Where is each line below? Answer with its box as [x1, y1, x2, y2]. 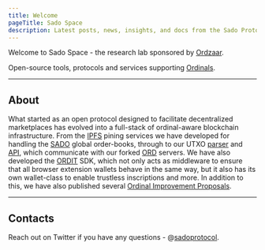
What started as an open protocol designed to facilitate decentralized [8, 114, 233, 124]
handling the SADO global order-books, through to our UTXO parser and [8, 140, 243, 149]
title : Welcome [8, 11, 58, 20]
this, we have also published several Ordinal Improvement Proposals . [8, 181, 232, 191]
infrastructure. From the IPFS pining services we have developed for [8, 131, 230, 140]
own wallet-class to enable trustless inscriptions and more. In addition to [8, 173, 244, 182]
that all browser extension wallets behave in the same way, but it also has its [8, 165, 256, 174]
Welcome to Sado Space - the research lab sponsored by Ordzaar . [8, 48, 225, 58]
